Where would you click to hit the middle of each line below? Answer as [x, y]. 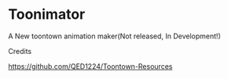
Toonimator [47, 14]
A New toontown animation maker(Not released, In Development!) [115, 36]
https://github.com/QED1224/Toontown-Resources [90, 66]
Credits [20, 51]
